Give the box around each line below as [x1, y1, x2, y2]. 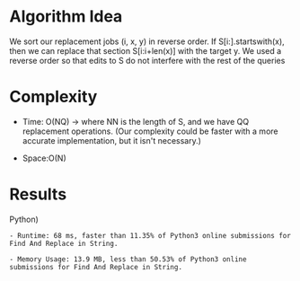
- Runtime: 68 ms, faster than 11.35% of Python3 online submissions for [9, 231, 292, 240]
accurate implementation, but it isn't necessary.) [22, 135, 202, 145]
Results [9, 184, 67, 205]
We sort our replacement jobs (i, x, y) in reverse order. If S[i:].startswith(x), [9, 36, 285, 47]
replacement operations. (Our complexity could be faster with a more [22, 126, 278, 136]
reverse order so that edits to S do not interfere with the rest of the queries [9, 55, 286, 66]
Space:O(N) [22, 153, 67, 163]
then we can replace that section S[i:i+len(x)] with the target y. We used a [9, 45, 282, 56]
